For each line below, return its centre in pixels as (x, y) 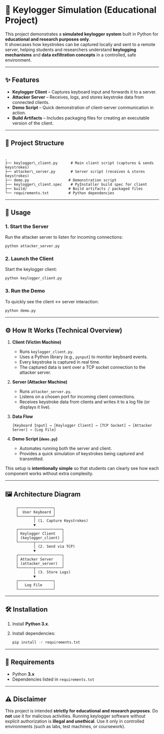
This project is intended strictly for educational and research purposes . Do (82, 711)
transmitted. (31, 459)
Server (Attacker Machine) (40, 382)
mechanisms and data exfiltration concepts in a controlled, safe (71, 55)
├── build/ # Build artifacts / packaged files (74, 189)
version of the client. (33, 123)
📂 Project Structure (35, 143)
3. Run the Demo (25, 291)
